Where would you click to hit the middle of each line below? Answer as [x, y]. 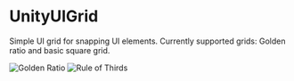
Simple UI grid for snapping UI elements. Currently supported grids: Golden [147, 41]
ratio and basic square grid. [60, 50]
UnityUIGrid [54, 16]
